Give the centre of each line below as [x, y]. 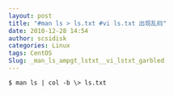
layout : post [30, 16]
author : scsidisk [38, 38]
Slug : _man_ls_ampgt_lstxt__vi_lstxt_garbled [86, 61]
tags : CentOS [30, 53]
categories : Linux [39, 46]
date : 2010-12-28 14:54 [49, 31]
